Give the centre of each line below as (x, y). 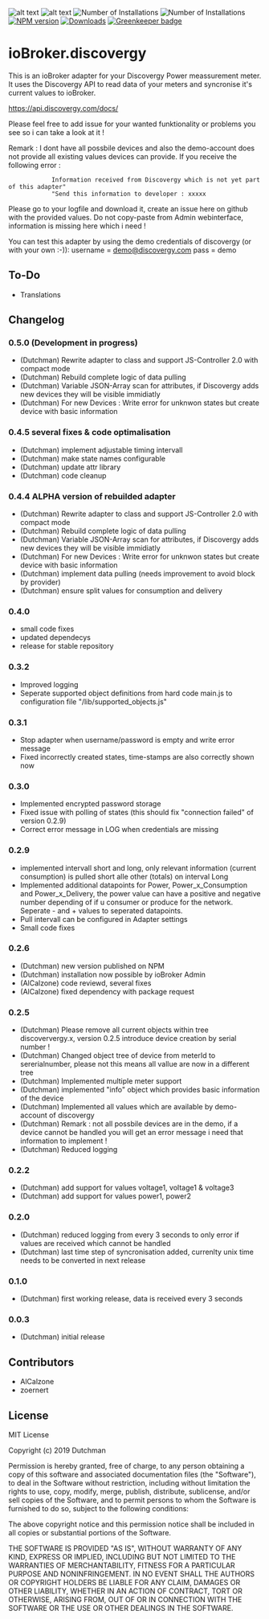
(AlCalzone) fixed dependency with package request (107, 991)
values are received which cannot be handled (95, 1243)
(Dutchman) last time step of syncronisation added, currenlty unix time (137, 1252)
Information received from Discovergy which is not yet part (156, 180)
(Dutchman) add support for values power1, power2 (105, 1196)
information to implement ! (63, 1141)
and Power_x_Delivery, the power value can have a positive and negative (140, 893)
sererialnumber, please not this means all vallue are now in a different (135, 1064)
